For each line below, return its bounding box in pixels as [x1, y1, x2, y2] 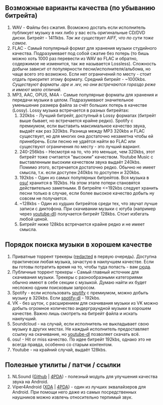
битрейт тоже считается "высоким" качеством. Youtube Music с [19, 154, 153, 160]
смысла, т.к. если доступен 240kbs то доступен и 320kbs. [19, 169, 141, 175]
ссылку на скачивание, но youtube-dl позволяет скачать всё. [12, 331, 140, 337]
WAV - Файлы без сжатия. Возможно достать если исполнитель [12, 24, 146, 30]
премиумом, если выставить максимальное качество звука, [19, 123, 146, 129]
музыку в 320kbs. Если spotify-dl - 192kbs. [12, 295, 101, 301]
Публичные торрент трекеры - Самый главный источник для [12, 269, 139, 275]
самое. [12, 40, 27, 46]
